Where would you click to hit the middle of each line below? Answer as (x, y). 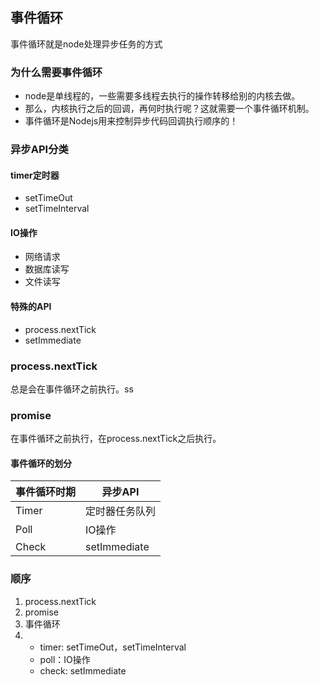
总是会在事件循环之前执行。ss (72, 389)
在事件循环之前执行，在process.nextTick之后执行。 (116, 439)
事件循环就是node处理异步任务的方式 (86, 44)
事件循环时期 (46, 492)
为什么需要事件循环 (56, 72)
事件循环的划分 (41, 463)
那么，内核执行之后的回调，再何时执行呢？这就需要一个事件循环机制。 (169, 109)
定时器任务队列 (121, 511)
